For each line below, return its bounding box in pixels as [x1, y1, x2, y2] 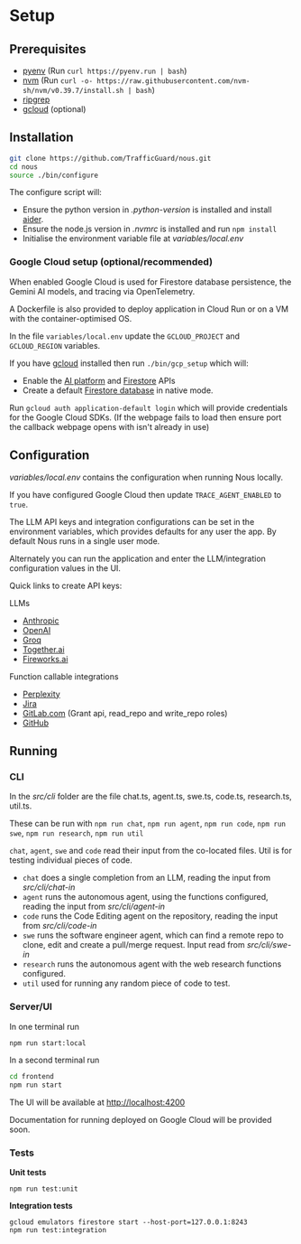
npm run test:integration [9, 1226, 106, 1235]
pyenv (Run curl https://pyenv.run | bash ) [22, 65, 187, 76]
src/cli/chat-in [22, 882, 76, 893]
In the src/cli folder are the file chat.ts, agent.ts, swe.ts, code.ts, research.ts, [9, 791, 293, 802]
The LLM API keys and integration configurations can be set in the [9, 516, 255, 527]
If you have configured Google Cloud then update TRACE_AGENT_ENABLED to [9, 489, 282, 500]
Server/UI [9, 1000, 52, 1013]
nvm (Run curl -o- [22, 75, 93, 86]
